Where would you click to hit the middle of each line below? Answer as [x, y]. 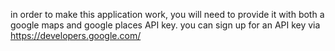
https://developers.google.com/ [76, 35]
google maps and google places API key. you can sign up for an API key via [165, 25]
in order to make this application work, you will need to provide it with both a [167, 14]
